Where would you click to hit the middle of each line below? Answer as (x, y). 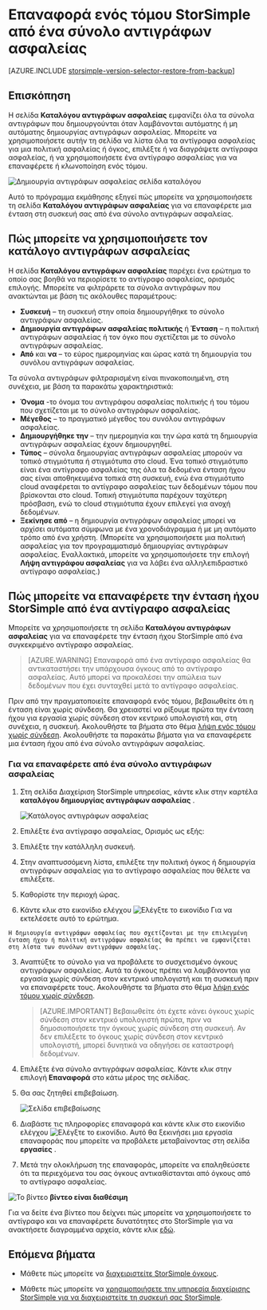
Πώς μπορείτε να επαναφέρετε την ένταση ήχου (134, 596)
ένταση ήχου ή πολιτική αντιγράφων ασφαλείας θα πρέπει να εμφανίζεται (130, 940)
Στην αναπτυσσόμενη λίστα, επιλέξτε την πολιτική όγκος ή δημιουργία (137, 862)
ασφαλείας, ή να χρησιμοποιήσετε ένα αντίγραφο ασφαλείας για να (123, 157)
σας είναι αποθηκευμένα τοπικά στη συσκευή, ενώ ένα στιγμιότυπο (132, 478)
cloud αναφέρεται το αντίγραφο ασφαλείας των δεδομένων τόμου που (138, 486)
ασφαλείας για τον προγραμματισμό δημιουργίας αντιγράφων (124, 546)
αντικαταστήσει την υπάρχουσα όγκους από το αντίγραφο (125, 669)
